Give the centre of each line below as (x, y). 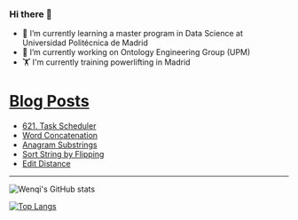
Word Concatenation (60, 136)
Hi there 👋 (31, 14)
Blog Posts (50, 102)
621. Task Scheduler (59, 126)
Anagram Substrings (59, 145)
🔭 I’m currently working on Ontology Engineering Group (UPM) (136, 52)
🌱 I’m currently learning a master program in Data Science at (133, 34)
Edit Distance (46, 164)
